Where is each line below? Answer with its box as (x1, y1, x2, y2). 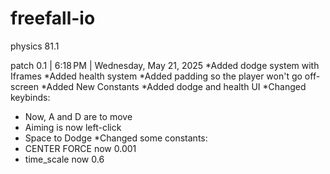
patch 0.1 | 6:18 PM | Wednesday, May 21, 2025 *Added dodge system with (10, 59, 320, 71)
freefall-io (10, 7, 96, 30)
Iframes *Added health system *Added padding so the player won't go (10, 70, 303, 82)
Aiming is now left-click (24, 121, 122, 133)
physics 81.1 (10, 40, 60, 52)
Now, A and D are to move (24, 110, 133, 122)
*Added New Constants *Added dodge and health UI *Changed (40, 80, 307, 92)
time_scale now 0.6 (24, 153, 105, 165)
